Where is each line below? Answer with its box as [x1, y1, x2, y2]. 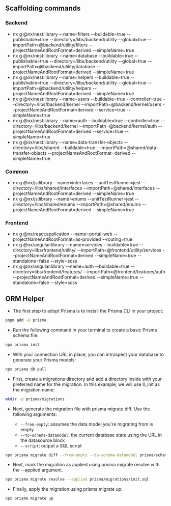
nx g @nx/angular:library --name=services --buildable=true [12, 242, 138, 248]
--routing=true [102, 236, 133, 242]
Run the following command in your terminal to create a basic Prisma [12, 327, 157, 333]
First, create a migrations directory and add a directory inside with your [12, 376, 162, 382]
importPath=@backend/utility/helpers [12, 85, 92, 91]
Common [5, 168, 29, 175]
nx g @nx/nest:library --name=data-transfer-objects [12, 139, 123, 145]
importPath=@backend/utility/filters [12, 42, 88, 48]
